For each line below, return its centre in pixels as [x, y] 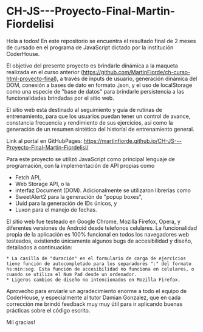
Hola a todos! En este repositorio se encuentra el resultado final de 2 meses [101, 41]
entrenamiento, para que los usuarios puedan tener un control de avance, [98, 116]
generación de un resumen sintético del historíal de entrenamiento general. [100, 129]
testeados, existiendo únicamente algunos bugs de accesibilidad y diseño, [99, 241]
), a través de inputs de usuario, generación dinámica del [126, 78]
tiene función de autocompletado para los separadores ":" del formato [99, 264]
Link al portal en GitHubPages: [44, 140]
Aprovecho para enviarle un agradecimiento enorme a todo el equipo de [97, 291]
